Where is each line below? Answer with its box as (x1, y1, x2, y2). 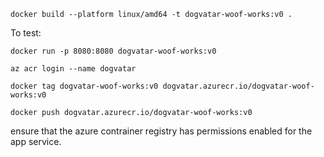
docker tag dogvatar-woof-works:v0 (10, 81, 159, 91)
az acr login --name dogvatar (10, 64, 137, 74)
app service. (10, 136, 62, 147)
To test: (10, 27, 42, 39)
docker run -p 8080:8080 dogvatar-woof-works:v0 (10, 46, 217, 56)
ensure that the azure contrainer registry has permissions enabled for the (10, 125, 313, 137)
